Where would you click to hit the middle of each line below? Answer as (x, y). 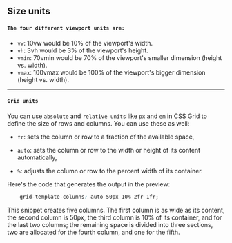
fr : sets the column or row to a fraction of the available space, (106, 137)
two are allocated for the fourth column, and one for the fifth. (94, 232)
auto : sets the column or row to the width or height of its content (109, 150)
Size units (29, 11)
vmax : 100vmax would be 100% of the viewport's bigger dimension (111, 72)
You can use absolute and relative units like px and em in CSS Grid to (107, 116)
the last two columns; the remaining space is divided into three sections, (110, 224)
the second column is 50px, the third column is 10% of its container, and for (115, 217)
